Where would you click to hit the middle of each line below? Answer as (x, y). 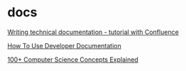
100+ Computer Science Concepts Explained (73, 59)
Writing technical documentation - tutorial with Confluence (93, 32)
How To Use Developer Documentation (65, 45)
